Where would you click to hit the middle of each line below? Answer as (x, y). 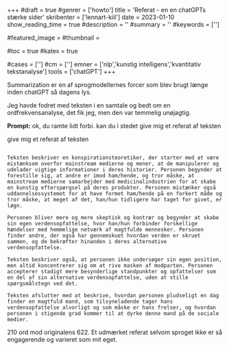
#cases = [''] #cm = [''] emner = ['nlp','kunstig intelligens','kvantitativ (104, 64)
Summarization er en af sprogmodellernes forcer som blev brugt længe (108, 85)
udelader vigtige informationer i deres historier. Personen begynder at (115, 170)
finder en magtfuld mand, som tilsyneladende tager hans (90, 301)
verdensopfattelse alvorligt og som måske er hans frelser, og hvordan (111, 308)
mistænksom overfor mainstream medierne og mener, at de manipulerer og (113, 164)
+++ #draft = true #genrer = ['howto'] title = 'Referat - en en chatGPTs (107, 10)
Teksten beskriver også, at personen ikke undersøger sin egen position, (115, 260)
